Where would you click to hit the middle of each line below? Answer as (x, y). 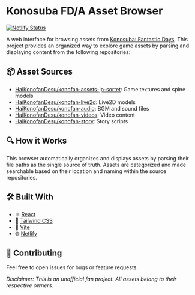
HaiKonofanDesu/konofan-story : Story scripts (71, 121)
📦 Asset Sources (40, 72)
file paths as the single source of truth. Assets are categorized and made (96, 165)
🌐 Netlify (26, 234)
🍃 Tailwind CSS (34, 221)
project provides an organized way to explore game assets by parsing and (98, 46)
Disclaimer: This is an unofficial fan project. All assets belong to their (91, 279)
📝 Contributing (34, 253)
